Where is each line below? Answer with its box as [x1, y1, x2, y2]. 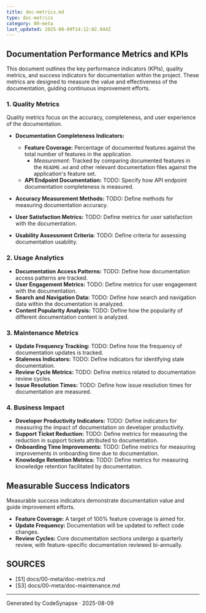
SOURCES [6, 559, 46, 569]
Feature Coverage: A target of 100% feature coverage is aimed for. [15, 516, 185, 523]
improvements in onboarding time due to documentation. [15, 450, 159, 457]
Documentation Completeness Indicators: [15, 132, 124, 140]
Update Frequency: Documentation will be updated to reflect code [15, 522, 185, 529]
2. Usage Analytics [6, 254, 64, 262]
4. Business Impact [6, 403, 65, 411]
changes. [15, 528, 39, 536]
